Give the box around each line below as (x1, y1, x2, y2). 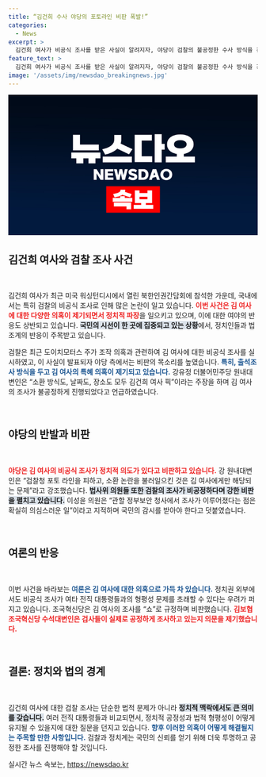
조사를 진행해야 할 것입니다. (22, 742, 108, 752)
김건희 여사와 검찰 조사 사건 (8, 252, 133, 266)
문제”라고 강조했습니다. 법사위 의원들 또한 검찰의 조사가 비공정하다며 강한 (16, 485, 240, 495)
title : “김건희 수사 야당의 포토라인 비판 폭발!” (8, 13, 149, 21)
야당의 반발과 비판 (8, 428, 90, 441)
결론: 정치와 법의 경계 (8, 665, 105, 679)
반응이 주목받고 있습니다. (28, 330, 106, 340)
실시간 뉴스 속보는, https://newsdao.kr (8, 759, 129, 769)
